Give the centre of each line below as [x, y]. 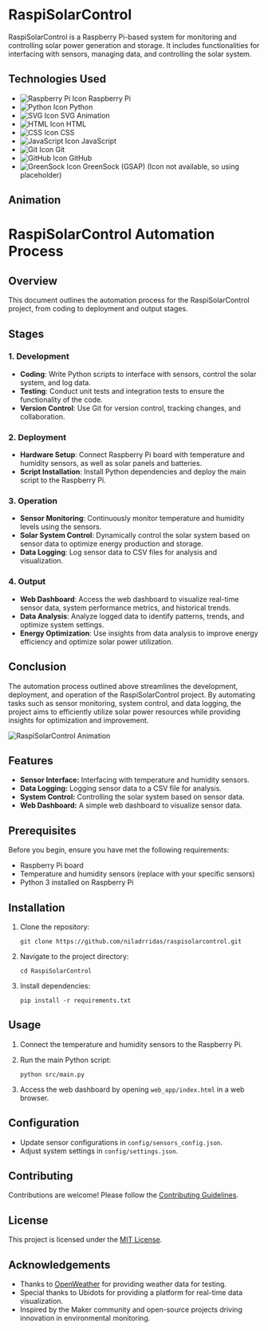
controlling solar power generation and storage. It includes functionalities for [134, 45]
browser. [34, 1097]
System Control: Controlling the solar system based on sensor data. [132, 797]
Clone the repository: [55, 927]
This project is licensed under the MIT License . [85, 1240]
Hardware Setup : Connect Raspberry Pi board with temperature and [132, 455]
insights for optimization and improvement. [79, 720]
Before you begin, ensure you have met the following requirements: [119, 850]
